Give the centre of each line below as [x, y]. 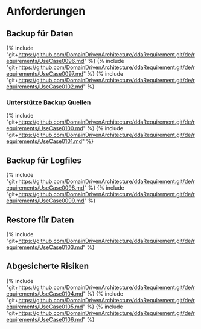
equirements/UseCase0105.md [45, 307]
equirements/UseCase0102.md [45, 87]
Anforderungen [46, 11]
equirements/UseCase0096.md [45, 61]
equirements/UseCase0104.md [45, 294]
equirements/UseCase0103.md [45, 247]
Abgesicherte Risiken [48, 266]
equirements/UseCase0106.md [45, 319]
